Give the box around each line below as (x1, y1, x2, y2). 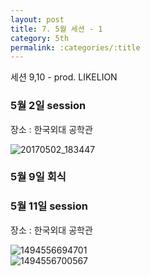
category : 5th (10, 33, 70, 43)
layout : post (10, 14, 65, 25)
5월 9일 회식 (10, 170, 67, 184)
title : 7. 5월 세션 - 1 (10, 24, 103, 34)
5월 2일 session (10, 99, 87, 113)
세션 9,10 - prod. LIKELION (10, 71, 118, 83)
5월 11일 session (10, 199, 89, 213)
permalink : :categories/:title (10, 42, 141, 53)
